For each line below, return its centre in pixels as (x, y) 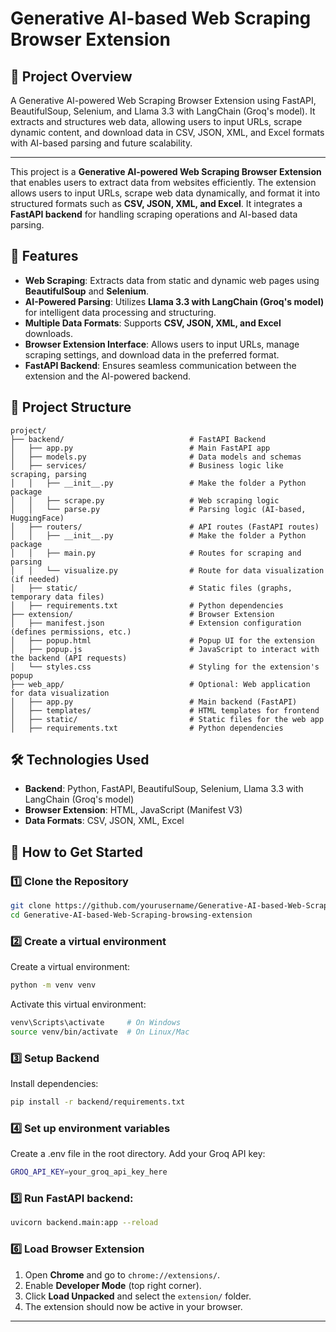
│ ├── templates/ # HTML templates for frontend (165, 710)
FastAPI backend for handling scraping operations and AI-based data (154, 214)
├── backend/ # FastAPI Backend (138, 439)
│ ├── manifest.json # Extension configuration (156, 623)
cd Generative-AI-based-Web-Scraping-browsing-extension (131, 915)
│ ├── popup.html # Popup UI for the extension (162, 640)
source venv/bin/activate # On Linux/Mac (100, 1032)
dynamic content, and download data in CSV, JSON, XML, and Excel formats (167, 132)
